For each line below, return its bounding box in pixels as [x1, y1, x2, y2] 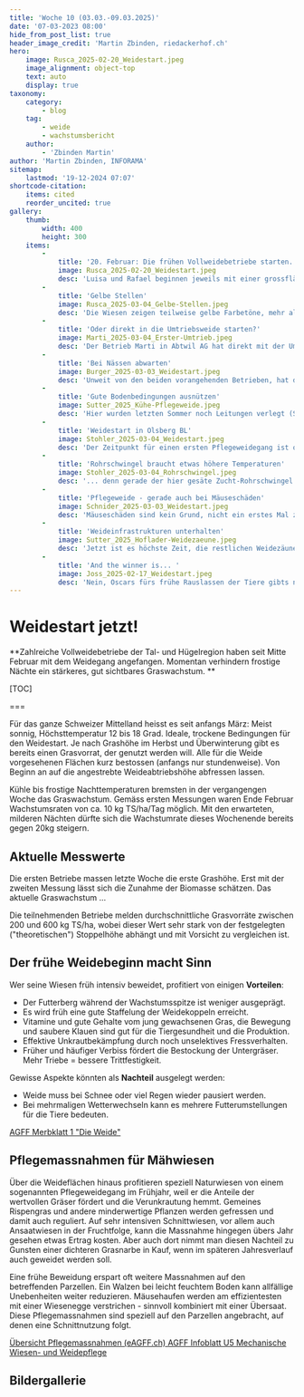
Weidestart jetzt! [9, 617, 138, 637]
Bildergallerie [9, 1373, 87, 1389]
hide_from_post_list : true [9, 30, 111, 39]
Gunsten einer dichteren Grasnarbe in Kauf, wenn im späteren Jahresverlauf [9, 1244, 294, 1255]
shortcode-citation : [9, 182, 88, 191]
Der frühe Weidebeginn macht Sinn [9, 955, 213, 970]
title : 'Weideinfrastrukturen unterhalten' [57, 527, 224, 536]
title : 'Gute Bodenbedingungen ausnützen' [57, 392, 221, 401]
